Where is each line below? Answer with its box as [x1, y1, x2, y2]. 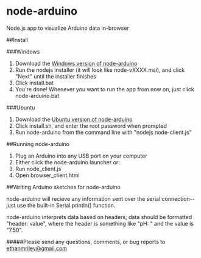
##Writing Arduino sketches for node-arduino [6, 183, 121, 190]
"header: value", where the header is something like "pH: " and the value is [6, 220, 194, 227]
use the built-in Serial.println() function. [16, 201, 116, 209]
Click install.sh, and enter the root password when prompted [15, 122, 167, 129]
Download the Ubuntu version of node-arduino [15, 116, 133, 123]
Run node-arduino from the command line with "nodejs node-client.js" [15, 128, 192, 136]
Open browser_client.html [15, 172, 80, 179]
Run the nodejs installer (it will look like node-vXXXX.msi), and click [15, 66, 185, 74]
